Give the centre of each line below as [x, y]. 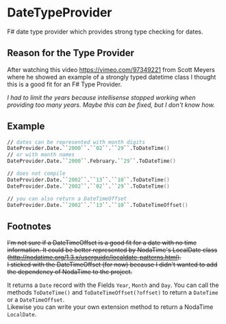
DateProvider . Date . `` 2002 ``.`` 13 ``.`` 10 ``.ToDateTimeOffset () [98, 205]
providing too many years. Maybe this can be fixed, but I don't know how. [111, 105]
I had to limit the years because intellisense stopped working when [101, 97]
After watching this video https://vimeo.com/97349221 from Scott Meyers [111, 69]
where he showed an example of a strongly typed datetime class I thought [112, 77]
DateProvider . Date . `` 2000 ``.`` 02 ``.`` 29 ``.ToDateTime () [88, 149]
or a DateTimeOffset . [36, 300]
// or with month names [41, 155]
